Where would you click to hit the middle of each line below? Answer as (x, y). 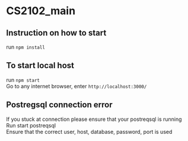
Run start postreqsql (31, 125)
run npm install (26, 47)
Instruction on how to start (56, 33)
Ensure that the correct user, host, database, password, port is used (89, 132)
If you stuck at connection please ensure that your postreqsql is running (94, 119)
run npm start (23, 80)
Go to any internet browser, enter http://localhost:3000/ (77, 86)
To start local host (40, 65)
